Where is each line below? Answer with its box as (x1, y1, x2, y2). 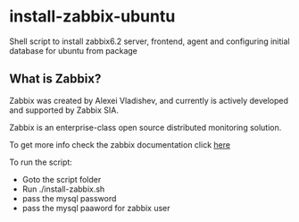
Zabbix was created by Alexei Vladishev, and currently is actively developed (9, 95, 288, 106)
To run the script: (9, 157, 73, 167)
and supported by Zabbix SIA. (9, 105, 119, 115)
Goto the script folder (21, 174, 102, 184)
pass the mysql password (21, 192, 117, 203)
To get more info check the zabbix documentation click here (9, 139, 230, 149)
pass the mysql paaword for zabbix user (21, 202, 171, 213)
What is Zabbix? (9, 72, 102, 87)
